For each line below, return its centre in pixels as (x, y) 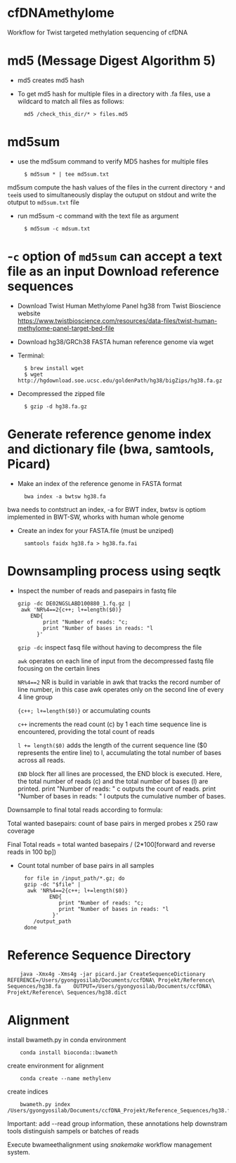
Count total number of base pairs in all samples (86, 865)
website (29, 313)
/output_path (52, 921)
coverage (21, 831)
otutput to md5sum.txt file (43, 202)
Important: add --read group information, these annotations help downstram (118, 1123)
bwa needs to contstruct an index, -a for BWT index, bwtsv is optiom (106, 509)
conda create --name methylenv (66, 1078)
